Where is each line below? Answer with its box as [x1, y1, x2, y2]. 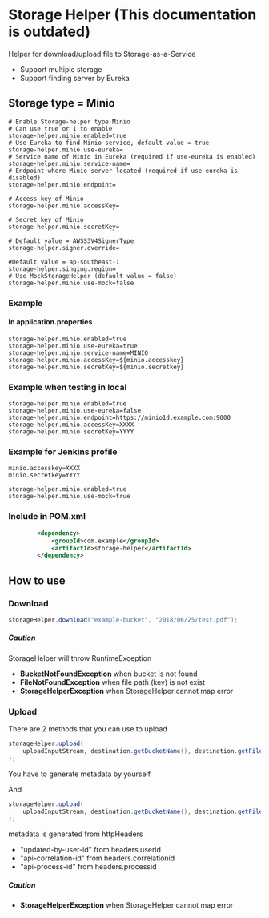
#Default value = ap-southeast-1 [8, 258, 120, 266]
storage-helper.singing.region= [8, 264, 116, 273]
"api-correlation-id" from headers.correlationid [19, 853, 175, 863]
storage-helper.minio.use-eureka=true [8, 342, 138, 350]
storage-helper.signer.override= [8, 244, 120, 252]
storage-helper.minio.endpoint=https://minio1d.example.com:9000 [8, 414, 231, 422]
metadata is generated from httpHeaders [8, 829, 143, 839]
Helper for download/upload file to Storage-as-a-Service [8, 49, 196, 58]
